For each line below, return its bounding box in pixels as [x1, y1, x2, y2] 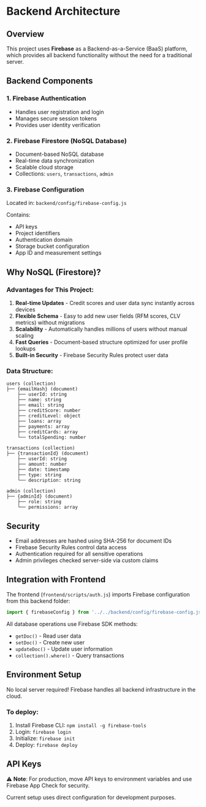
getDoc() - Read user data [15, 632, 82, 639]
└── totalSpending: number [17, 434, 86, 441]
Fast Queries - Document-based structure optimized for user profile [15, 338, 188, 346]
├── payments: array [17, 423, 70, 430]
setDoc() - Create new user [15, 638, 85, 646]
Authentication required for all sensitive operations [15, 550, 143, 558]
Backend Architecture [6, 4, 121, 18]
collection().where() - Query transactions [15, 652, 124, 659]
